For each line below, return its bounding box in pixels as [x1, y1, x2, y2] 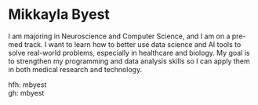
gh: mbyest [8, 88, 45, 97]
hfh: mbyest [8, 80, 47, 89]
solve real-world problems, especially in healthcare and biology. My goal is [8, 48, 250, 57]
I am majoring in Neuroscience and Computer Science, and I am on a [8, 31, 231, 41]
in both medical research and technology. [8, 64, 143, 74]
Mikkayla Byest [8, 5, 110, 24]
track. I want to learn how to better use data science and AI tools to [24, 39, 242, 49]
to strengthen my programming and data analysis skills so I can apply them [8, 56, 251, 66]
